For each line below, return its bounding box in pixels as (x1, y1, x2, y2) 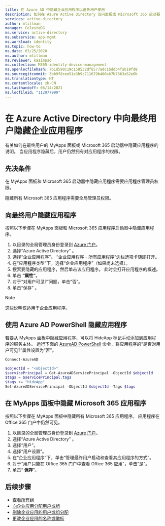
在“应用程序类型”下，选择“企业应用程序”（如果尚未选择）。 (12, 260, 131, 266)
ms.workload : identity (5, 40, 52, 44)
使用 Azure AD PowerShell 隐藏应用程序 (5, 321, 127, 329)
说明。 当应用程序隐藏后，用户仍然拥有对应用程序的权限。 (5, 149, 123, 155)
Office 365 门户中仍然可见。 (5, 419, 63, 425)
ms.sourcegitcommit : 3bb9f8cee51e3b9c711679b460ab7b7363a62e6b (5, 72, 138, 77)
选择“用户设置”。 (12, 448, 47, 454)
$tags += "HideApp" (5, 380, 45, 385)
